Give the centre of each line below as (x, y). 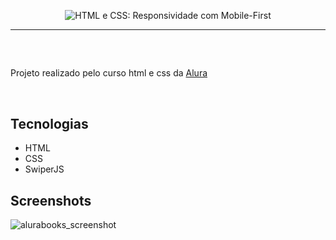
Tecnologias (49, 123)
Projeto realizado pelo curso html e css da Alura (109, 73)
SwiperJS (44, 169)
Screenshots (51, 200)
